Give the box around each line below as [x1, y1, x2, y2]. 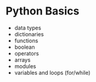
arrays [14, 56, 31, 63]
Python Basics [5, 4, 80, 18]
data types [14, 24, 42, 31]
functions [14, 37, 39, 44]
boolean [14, 43, 35, 51]
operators [14, 49, 39, 57]
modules [14, 62, 37, 70]
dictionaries [14, 30, 44, 37]
